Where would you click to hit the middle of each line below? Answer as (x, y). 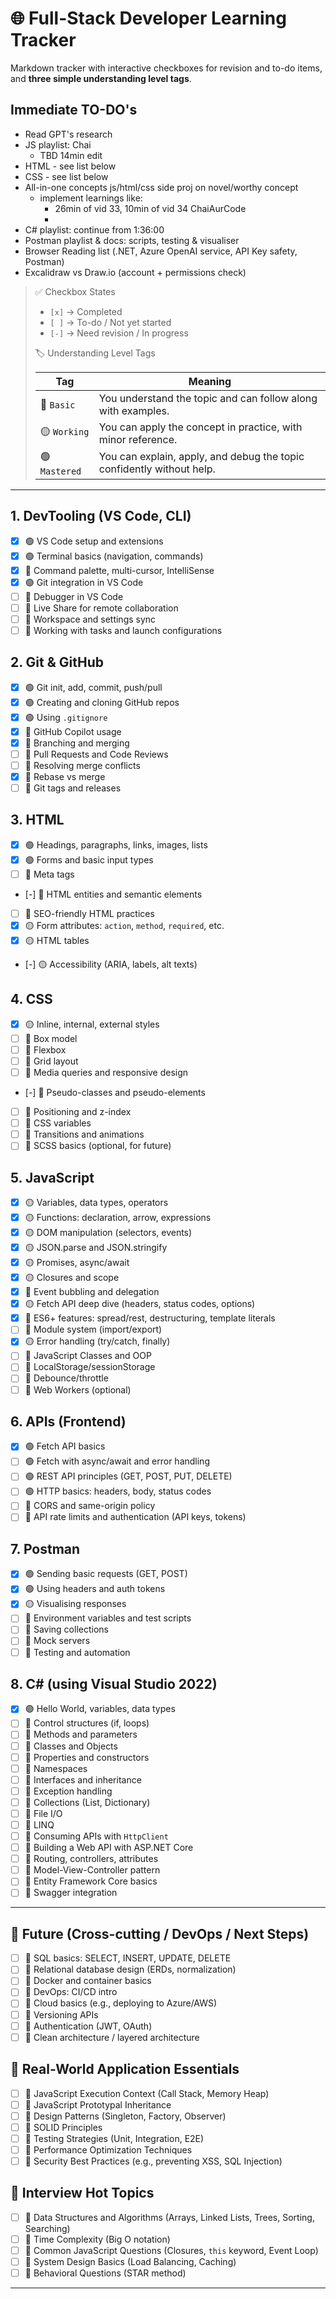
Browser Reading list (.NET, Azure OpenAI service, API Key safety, (161, 251)
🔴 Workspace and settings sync (90, 619)
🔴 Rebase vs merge (65, 776)
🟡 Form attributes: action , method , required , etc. (124, 925)
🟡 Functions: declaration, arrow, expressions (118, 1218)
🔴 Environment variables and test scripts (108, 1618)
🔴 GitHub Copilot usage (73, 731)
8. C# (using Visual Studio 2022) (114, 1683)
